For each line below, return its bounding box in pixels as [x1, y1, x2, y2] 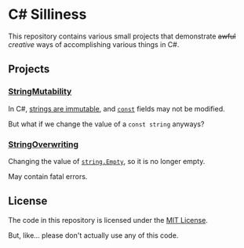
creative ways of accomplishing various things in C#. [8, 39, 180, 49]
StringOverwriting [8, 139, 79, 150]
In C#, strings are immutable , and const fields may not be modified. [8, 104, 225, 113]
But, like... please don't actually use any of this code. [8, 230, 179, 240]
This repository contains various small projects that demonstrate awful [8, 31, 237, 41]
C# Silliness [8, 5, 87, 24]
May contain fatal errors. [8, 171, 88, 181]
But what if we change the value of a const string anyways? [8, 119, 205, 129]
